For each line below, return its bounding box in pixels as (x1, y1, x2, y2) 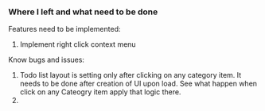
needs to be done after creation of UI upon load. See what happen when (19, 78, 257, 89)
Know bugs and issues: (8, 55, 85, 65)
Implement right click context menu (19, 40, 137, 49)
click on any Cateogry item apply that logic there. (19, 87, 181, 97)
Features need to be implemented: (8, 25, 121, 34)
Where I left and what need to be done (8, 6, 158, 17)
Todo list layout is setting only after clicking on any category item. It (19, 71, 242, 80)
